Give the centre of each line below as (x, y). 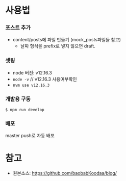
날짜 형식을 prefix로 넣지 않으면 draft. (58, 46)
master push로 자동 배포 (30, 136)
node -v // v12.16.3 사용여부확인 (45, 79)
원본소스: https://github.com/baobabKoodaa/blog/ (65, 173)
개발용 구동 (18, 99)
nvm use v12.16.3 (31, 85)
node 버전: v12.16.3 (32, 72)
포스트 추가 (18, 28)
